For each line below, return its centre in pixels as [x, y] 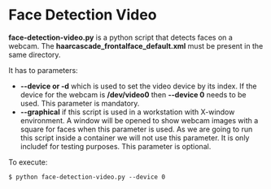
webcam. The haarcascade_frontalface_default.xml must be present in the [136, 45]
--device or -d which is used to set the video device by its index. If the [139, 86]
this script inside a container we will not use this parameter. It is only [135, 137]
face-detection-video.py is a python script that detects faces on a [121, 37]
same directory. [35, 54]
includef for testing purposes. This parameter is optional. [116, 146]
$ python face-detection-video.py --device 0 [87, 177]
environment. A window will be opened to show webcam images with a [139, 120]
